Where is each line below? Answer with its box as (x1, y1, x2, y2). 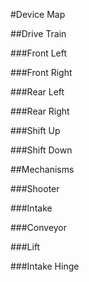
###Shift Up (10, 125, 61, 136)
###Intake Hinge (10, 260, 80, 272)
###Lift (10, 241, 41, 253)
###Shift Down (10, 144, 73, 156)
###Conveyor (10, 222, 68, 233)
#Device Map (10, 9, 66, 20)
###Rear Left (10, 86, 65, 98)
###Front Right (10, 67, 73, 78)
